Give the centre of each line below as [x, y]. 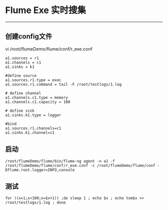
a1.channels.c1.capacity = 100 [38, 102]
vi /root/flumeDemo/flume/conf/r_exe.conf [49, 49]
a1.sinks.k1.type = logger [33, 115]
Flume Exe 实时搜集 [46, 10]
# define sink [20, 111]
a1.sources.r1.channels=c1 [33, 128]
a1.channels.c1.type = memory [37, 97]
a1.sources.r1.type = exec [33, 80]
